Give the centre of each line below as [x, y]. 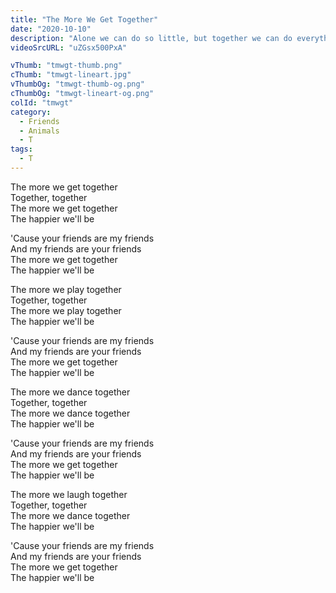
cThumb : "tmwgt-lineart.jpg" [71, 75]
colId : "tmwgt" [42, 102]
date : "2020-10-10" [51, 29]
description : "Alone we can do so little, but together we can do [151, 38]
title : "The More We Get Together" [84, 19]
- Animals [39, 131]
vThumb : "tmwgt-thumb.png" [66, 66]
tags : [21, 149]
